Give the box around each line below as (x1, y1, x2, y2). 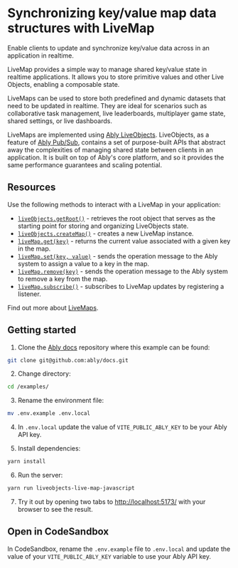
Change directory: (17, 369, 71, 378)
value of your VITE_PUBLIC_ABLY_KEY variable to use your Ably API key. (7, 552, 212, 560)
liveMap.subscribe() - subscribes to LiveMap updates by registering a (17, 282, 225, 290)
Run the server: (17, 471, 63, 480)
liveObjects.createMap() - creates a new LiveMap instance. (17, 229, 194, 238)
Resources (7, 182, 56, 194)
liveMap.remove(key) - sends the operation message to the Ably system (17, 267, 229, 275)
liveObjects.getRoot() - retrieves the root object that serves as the (17, 214, 215, 222)
